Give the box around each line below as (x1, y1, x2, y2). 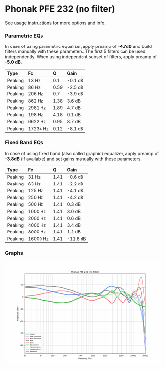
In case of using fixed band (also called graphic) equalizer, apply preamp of (5, 150, 159, 156)
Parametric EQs (5, 32, 43, 39)
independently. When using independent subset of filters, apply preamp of (5, 54, 157, 60)
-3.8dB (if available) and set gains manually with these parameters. (5, 156, 142, 162)
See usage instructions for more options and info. (5, 20, 106, 26)
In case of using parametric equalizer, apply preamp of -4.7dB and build (5, 44, 152, 49)
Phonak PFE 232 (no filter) (5, 3, 115, 15)
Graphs (5, 249, 23, 256)
